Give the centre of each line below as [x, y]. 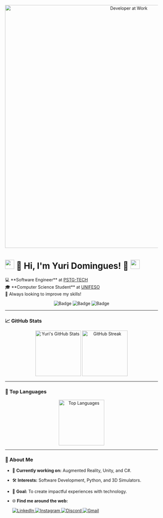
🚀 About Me [19, 460]
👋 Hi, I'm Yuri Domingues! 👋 [73, 266]
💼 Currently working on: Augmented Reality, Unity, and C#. [72, 470]
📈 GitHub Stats [24, 321]
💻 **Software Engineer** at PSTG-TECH [47, 279]
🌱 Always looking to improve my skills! [43, 294]
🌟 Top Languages [26, 392]
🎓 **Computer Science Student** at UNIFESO [53, 287]
